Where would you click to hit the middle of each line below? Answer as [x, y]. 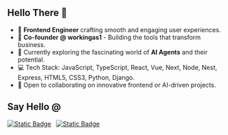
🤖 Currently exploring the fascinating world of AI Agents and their [113, 52]
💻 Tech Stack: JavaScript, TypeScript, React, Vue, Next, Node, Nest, [117, 67]
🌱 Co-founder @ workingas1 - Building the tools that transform [109, 37]
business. [31, 44]
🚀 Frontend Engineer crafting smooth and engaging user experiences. [119, 29]
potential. [31, 59]
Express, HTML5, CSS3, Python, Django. [76, 77]
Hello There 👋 [38, 13]
